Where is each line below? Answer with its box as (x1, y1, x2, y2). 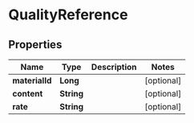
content (12, 88, 43, 99)
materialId (12, 75, 52, 86)
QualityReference (8, 6, 128, 24)
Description (91, 62, 138, 72)
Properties (8, 38, 63, 51)
